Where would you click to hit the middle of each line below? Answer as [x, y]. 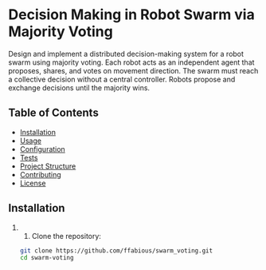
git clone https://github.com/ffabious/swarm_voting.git [116, 250]
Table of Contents [54, 113]
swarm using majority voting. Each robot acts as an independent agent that [131, 62]
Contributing [40, 174]
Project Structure [48, 166]
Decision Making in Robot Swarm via [131, 15]
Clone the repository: [66, 236]
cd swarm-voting [47, 258]
